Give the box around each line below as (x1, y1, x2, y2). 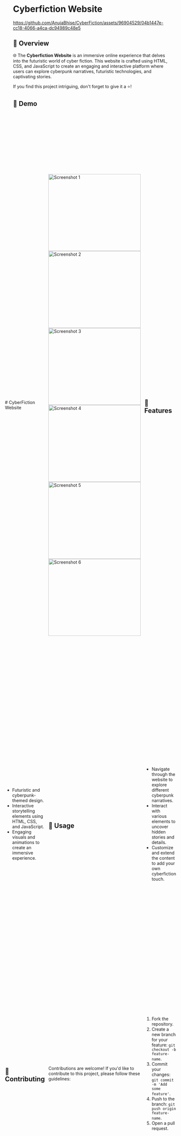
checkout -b (151, 1047, 176, 1052)
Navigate (151, 766, 170, 772)
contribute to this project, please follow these (48, 1070, 140, 1076)
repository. (151, 1021, 174, 1027)
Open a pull (151, 1120, 175, 1126)
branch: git (151, 1101, 175, 1107)
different (151, 787, 169, 793)
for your (151, 1036, 168, 1042)
